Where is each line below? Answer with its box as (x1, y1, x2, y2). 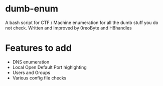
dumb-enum (5, 3, 59, 14)
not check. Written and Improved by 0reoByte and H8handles (5, 24, 132, 30)
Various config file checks (12, 74, 67, 80)
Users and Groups (12, 69, 51, 75)
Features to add (5, 42, 72, 54)
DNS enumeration (12, 58, 50, 65)
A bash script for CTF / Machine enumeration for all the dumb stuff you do (5, 19, 158, 25)
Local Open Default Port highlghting (12, 64, 87, 70)
